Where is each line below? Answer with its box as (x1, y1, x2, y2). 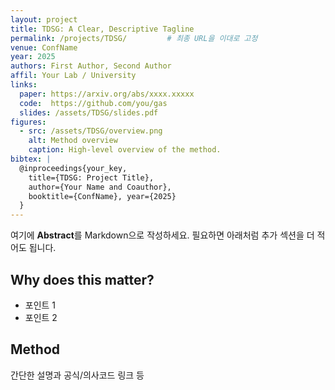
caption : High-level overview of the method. (28, 145, 222, 155)
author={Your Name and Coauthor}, (28, 182, 172, 192)
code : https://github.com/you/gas (19, 98, 168, 108)
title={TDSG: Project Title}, (28, 172, 155, 183)
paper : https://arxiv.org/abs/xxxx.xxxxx (19, 89, 195, 99)
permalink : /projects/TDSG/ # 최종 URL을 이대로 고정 (10, 33, 258, 43)
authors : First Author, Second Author (10, 61, 172, 71)
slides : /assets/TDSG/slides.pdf (19, 107, 159, 118)
